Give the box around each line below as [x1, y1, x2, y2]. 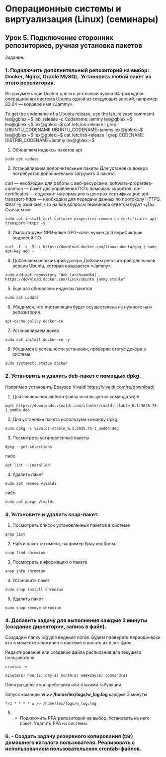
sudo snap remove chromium [5, 605, 61, 610]
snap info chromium [5, 569, 46, 574]
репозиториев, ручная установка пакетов [5, 41, 143, 50]
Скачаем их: [5, 207, 32, 213]
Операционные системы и [5, 3, 122, 14]
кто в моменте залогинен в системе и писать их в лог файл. [5, 640, 133, 646]
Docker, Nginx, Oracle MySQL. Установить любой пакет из [5, 73, 152, 80]
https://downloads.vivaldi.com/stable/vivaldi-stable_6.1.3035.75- [16, 403, 159, 408]
